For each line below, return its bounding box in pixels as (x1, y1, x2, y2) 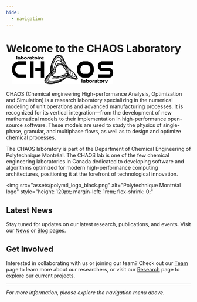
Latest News (6, 205, 53, 215)
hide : (6, 9, 19, 15)
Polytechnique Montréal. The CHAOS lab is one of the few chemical (6, 152, 169, 159)
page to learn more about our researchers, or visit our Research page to (6, 266, 180, 273)
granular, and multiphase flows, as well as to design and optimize (23, 128, 182, 135)
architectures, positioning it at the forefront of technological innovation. (6, 170, 178, 177)
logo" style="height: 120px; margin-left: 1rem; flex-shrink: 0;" (6, 188, 154, 195)
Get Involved (6, 244, 54, 254)
